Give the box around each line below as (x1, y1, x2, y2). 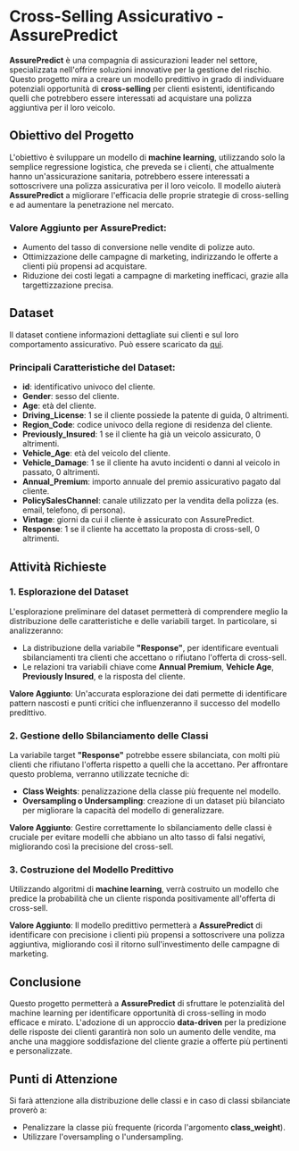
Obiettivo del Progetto (9, 128, 135, 144)
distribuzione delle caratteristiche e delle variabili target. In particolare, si (9, 615, 278, 626)
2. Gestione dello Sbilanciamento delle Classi (9, 730, 209, 742)
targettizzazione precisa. (21, 279, 114, 291)
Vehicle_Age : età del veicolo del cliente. (21, 448, 171, 459)
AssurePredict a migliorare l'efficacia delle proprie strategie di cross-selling (9, 189, 289, 200)
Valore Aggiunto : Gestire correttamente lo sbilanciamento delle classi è (9, 822, 272, 833)
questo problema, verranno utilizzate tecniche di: (9, 769, 190, 780)
